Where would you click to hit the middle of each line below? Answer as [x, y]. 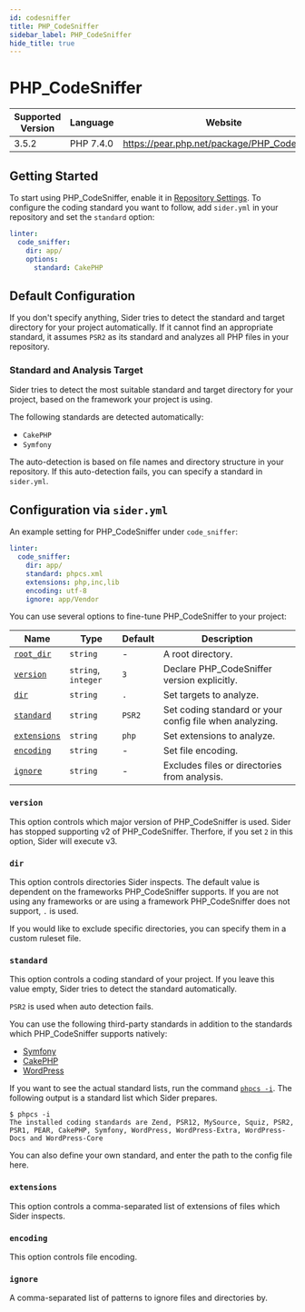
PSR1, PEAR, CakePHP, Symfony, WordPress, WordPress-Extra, [126, 1131]
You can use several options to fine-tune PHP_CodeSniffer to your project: [148, 616]
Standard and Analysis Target [76, 371]
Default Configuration [73, 296]
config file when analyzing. [221, 721]
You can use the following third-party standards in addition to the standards [151, 1024]
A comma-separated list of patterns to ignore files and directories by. [138, 1298]
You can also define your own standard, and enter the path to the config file [151, 1156]
